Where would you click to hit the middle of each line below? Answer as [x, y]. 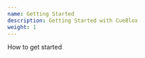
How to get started [35, 47]
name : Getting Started [41, 14]
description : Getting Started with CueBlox [73, 21]
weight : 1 [22, 27]
